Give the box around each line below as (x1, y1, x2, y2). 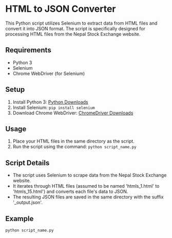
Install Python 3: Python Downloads (12, 98, 88, 105)
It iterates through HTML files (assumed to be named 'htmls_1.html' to (12, 183, 160, 189)
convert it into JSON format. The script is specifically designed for (5, 25, 145, 31)
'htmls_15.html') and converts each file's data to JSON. (12, 188, 128, 195)
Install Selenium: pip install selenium (12, 104, 95, 110)
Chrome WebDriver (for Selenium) (12, 70, 85, 76)
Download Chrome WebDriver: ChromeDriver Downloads (12, 110, 133, 116)
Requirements (5, 46, 51, 54)
